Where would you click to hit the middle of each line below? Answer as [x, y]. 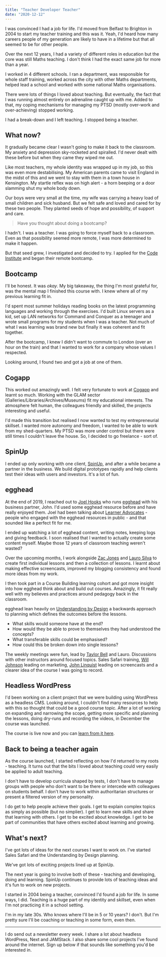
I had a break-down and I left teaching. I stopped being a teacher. [72, 120]
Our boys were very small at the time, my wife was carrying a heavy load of [82, 198]
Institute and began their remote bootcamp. [49, 258]
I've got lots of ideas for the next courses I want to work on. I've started [78, 850]
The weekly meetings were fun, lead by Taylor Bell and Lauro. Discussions [81, 654]
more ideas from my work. [32, 574]
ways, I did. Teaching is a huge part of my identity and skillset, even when [80, 900]
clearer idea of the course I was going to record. [54, 670]
